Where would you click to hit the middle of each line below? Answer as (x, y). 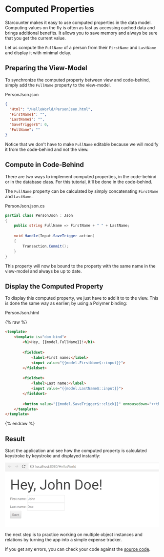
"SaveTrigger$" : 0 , (29, 125)
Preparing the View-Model (46, 68)
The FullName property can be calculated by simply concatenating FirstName (82, 191)
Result (15, 439)
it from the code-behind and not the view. (47, 149)
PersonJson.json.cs (25, 206)
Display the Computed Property (54, 286)
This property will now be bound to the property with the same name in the (80, 266)
